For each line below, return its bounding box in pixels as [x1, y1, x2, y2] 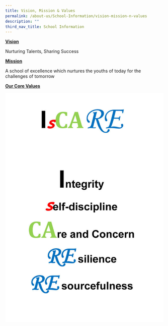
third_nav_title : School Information [5, 24, 85, 29]
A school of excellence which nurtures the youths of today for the [5, 68, 141, 74]
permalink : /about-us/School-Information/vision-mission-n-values [5, 13, 147, 19]
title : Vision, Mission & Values [5, 8, 75, 13]
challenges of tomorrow [5, 73, 55, 79]
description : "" [5, 19, 39, 24]
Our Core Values [5, 83, 40, 89]
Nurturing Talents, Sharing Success [5, 48, 79, 55]
